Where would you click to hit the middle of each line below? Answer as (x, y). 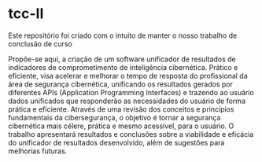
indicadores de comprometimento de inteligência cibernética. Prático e (123, 67)
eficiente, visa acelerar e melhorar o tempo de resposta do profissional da (128, 75)
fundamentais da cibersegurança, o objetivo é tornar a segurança (114, 117)
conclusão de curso (40, 43)
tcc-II (26, 14)
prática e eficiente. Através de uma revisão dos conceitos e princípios (121, 109)
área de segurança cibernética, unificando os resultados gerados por (121, 84)
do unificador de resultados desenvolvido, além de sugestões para (116, 142)
